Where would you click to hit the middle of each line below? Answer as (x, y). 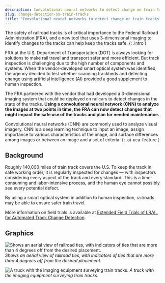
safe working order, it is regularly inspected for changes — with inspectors (81, 172)
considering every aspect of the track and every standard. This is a (73, 178)
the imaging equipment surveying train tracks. (52, 275)
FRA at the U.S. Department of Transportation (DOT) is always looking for (79, 53)
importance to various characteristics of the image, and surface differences (82, 135)
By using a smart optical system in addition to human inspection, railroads (80, 198)
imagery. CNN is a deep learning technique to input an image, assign (75, 129)
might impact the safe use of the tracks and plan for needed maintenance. (82, 115)
